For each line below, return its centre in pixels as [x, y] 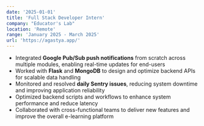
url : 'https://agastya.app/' [43, 40]
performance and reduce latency [56, 103]
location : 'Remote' [31, 29]
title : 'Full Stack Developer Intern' [56, 18]
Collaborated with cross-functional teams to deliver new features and [103, 110]
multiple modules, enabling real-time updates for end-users [90, 64]
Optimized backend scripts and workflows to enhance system [93, 97]
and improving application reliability [60, 90]
